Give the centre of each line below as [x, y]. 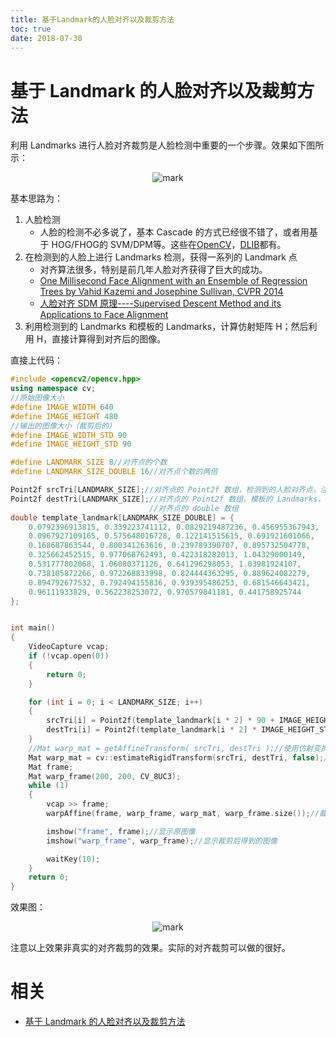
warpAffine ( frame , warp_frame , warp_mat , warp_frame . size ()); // [183, 814]
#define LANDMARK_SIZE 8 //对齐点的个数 [89, 462]
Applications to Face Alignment [104, 315]
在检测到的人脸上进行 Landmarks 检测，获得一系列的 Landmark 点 [161, 257]
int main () [33, 628]
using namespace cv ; [53, 389]
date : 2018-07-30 [46, 38]
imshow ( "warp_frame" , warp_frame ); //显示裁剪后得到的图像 [162, 841]
